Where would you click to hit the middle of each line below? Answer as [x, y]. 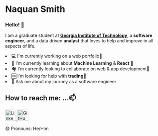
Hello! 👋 [15, 25]
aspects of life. [20, 46]
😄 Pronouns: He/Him [27, 129]
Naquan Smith [35, 9]
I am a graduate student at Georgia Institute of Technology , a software [79, 35]
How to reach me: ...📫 [41, 98]
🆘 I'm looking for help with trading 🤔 [49, 76]
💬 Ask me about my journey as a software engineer [64, 82]
